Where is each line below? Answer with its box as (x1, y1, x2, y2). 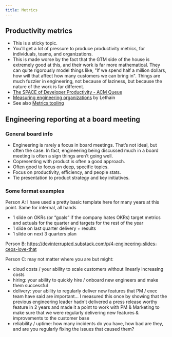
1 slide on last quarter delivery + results (12, 225, 97, 231)
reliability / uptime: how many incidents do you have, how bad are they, (12, 321, 163, 327)
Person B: (5, 241, 26, 247)
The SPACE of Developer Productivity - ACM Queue (12, 89, 122, 95)
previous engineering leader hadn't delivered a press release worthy (12, 299, 158, 305)
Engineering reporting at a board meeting (5, 115, 140, 124)
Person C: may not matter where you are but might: (5, 256, 114, 262)
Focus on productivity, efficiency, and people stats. (12, 169, 122, 175)
